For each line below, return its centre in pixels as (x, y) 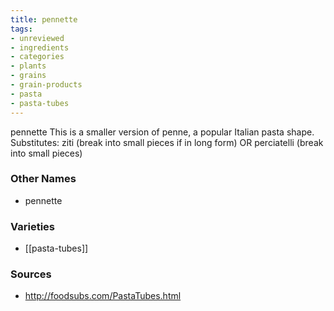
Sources (31, 274)
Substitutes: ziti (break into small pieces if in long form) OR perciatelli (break (167, 142)
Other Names (43, 179)
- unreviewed (37, 38)
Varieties (32, 226)
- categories (37, 57)
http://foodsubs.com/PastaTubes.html (103, 296)
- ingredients (40, 47)
